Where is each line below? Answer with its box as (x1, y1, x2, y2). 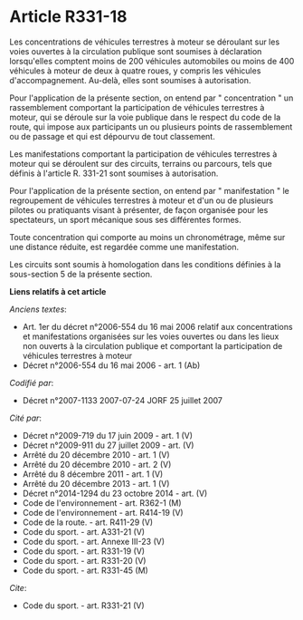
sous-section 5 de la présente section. (9, 268, 153, 279)
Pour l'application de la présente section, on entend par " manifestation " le (9, 185, 289, 196)
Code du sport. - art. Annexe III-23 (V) (22, 536, 166, 547)
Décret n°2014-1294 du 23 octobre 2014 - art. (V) (22, 488, 208, 499)
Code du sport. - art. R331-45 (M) (22, 565, 149, 576)
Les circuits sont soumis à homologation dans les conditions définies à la (9, 258, 281, 269)
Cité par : (9, 412, 43, 423)
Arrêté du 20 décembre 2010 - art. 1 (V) (22, 449, 170, 460)
